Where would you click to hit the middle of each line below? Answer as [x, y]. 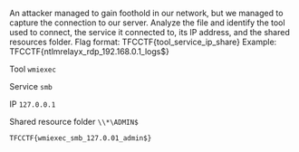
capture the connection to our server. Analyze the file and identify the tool [147, 23]
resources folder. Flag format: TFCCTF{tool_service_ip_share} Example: [143, 42]
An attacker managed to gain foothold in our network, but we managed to [146, 13]
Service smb [31, 86]
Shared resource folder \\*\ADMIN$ [74, 122]
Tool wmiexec [33, 69]
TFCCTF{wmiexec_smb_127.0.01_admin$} [81, 138]
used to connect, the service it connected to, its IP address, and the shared [149, 32]
